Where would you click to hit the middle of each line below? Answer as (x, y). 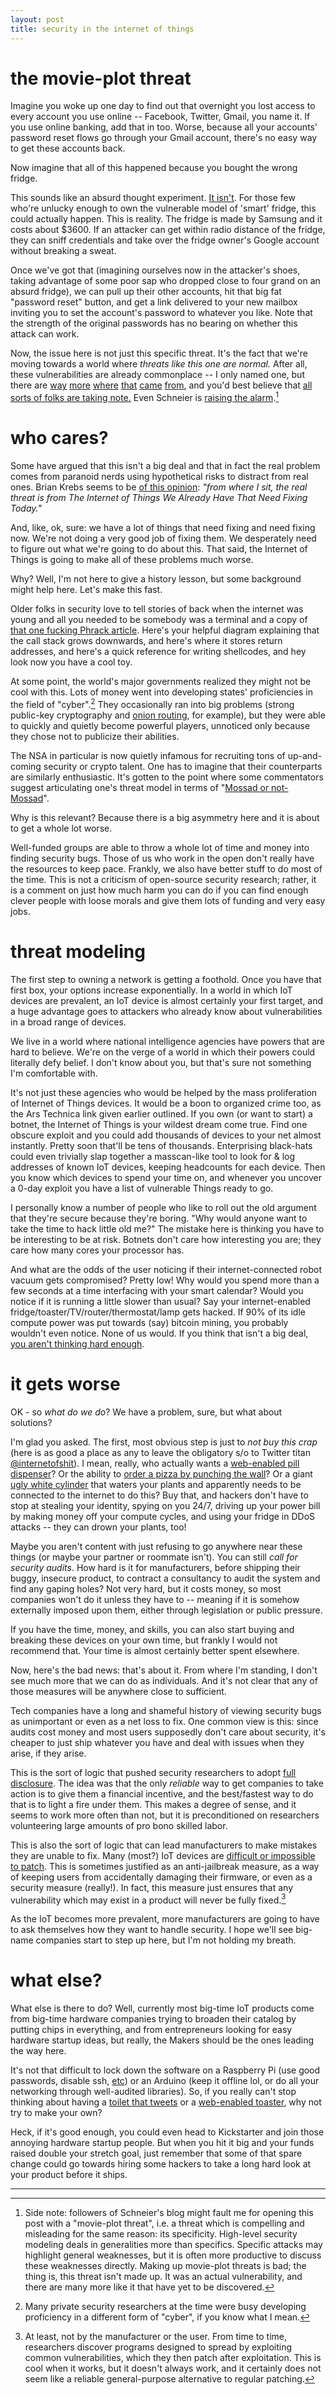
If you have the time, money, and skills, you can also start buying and (152, 1629)
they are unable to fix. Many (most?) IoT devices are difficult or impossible (163, 1855)
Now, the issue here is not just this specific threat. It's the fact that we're (159, 353)
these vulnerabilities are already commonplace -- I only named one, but (157, 375)
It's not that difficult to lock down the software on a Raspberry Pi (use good (165, 2070)
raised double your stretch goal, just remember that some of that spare (156, 2153)
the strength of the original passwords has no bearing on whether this (154, 323)
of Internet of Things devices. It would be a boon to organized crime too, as (166, 1103)
